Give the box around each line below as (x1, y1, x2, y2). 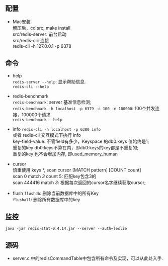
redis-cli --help (12, 84, 49, 89)
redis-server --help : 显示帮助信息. (12, 78, 86, 84)
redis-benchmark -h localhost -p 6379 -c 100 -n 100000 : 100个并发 (12, 105, 155, 111)
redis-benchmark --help (12, 117, 63, 122)
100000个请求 (21, 112, 51, 118)
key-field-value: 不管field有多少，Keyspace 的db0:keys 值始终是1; (12, 138, 149, 144)
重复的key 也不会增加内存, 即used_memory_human (12, 151, 118, 157)
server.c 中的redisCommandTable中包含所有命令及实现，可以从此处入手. (12, 255, 163, 261)
